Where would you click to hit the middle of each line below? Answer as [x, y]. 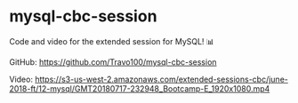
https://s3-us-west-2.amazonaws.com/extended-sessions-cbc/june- [162, 79]
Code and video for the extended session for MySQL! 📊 [112, 41]
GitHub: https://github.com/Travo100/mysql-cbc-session [113, 62]
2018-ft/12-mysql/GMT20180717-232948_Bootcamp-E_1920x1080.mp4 [140, 88]
